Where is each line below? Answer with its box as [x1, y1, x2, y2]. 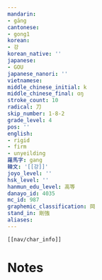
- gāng [7, 17, 27, 24]
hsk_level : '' [7, 176, 50, 184]
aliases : [7, 216, 33, 224]
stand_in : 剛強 [7, 210, 50, 217]
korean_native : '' [7, 51, 62, 58]
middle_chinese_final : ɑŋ [7, 90, 84, 97]
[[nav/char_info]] [7, 236, 62, 243]
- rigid [7, 136, 30, 144]
